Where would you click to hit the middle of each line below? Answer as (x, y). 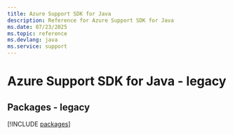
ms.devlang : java (33, 40)
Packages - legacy (48, 107)
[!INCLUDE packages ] (39, 124)
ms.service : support (38, 46)
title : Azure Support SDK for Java (59, 14)
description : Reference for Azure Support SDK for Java (91, 20)
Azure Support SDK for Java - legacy (117, 81)
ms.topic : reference (38, 33)
